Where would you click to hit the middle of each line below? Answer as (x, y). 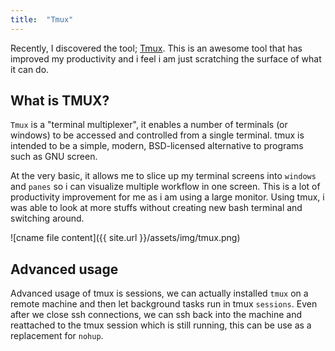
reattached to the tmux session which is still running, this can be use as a (161, 325)
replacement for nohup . (57, 336)
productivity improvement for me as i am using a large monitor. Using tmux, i (167, 197)
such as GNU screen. (54, 157)
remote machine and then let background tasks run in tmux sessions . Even (164, 304)
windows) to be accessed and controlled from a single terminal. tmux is (157, 135)
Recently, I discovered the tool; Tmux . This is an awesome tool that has (156, 48)
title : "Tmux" (42, 19)
